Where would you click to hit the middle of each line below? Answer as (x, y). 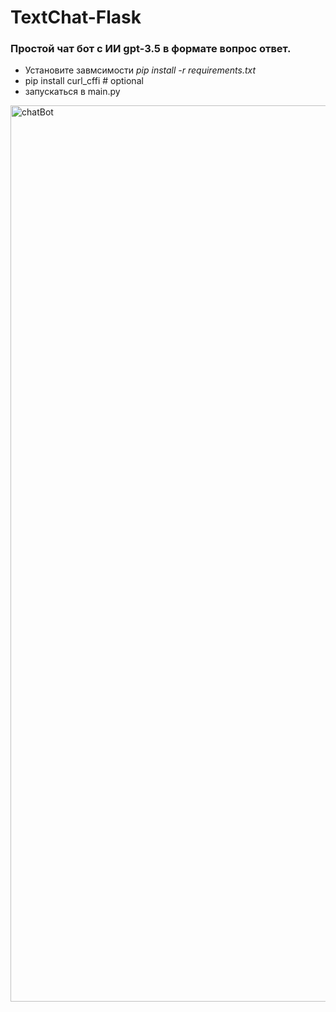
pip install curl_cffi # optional (84, 81)
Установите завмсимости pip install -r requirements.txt (140, 70)
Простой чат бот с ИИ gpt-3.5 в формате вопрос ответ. (151, 49)
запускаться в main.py (72, 92)
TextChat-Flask (76, 17)
